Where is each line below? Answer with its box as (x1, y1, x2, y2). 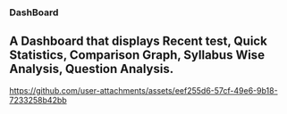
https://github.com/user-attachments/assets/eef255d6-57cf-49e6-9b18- (9, 85, 279, 95)
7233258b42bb (9, 94, 67, 105)
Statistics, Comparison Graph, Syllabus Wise (9, 47, 266, 63)
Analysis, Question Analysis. (9, 61, 174, 77)
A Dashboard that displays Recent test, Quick (9, 34, 268, 49)
